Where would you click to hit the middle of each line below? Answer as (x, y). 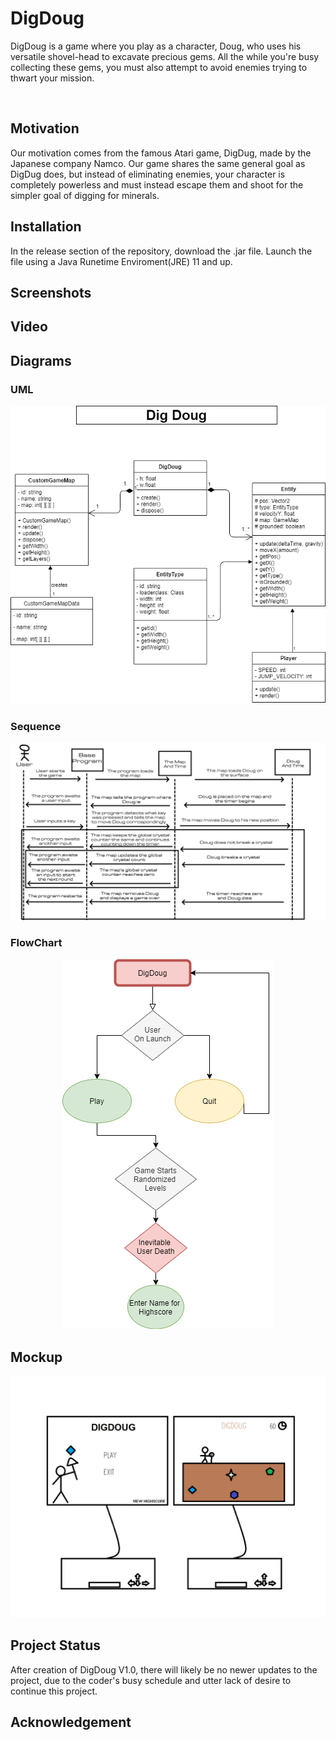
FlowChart (36, 942)
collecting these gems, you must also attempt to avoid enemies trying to (159, 67)
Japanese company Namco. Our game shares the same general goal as (158, 163)
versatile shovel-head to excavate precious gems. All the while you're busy (165, 56)
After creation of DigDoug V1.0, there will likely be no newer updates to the (164, 1669)
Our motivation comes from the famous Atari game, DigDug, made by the (161, 153)
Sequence (36, 726)
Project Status (56, 1645)
